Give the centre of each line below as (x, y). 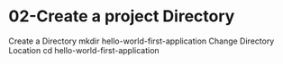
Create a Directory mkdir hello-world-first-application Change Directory (141, 41)
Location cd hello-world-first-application (84, 50)
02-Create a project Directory (122, 16)
